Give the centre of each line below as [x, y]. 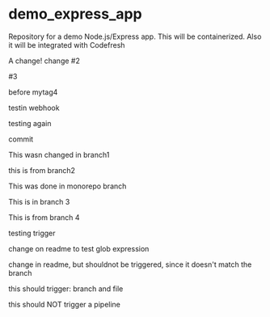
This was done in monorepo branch [67, 186]
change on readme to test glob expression [79, 248]
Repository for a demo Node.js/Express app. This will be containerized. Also [135, 36]
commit [21, 139]
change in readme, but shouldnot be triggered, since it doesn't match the [130, 264]
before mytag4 [33, 92]
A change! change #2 [44, 61]
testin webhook [34, 108]
